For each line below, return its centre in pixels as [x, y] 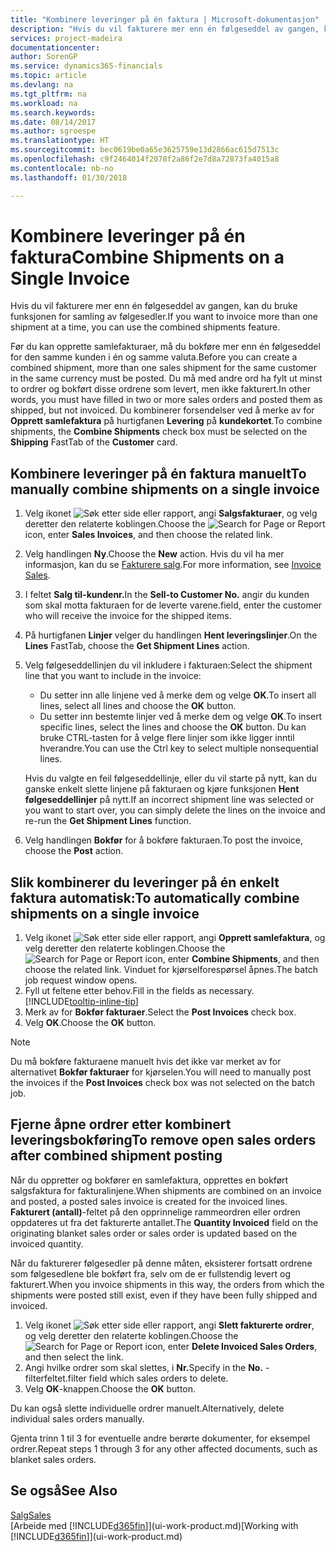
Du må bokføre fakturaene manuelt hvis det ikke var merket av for [146, 1062]
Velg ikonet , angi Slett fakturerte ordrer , [169, 1325]
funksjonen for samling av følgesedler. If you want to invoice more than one [164, 317]
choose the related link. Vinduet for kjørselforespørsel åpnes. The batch [171, 970]
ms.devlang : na [42, 85]
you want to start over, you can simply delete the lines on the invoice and [175, 810]
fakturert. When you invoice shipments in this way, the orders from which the [167, 1284]
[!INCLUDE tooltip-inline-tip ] [81, 1002]
